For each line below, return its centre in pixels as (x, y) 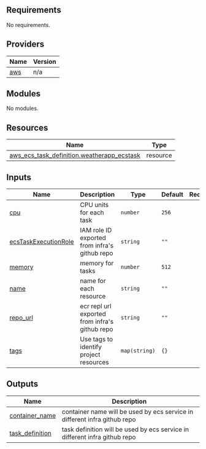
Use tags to (97, 339)
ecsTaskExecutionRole (42, 242)
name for (93, 281)
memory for (97, 264)
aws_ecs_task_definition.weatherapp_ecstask (75, 155)
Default (173, 195)
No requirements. (29, 25)
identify (91, 347)
